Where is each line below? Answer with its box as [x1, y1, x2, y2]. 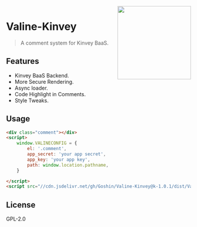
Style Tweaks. [14, 97, 49, 104]
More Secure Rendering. [14, 78, 74, 85]
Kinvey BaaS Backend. [14, 72, 69, 79]
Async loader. [14, 84, 48, 92]
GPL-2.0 [6, 215, 26, 222]
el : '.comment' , [27, 146, 67, 152]
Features [6, 56, 39, 66]
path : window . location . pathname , [27, 162, 109, 168]
